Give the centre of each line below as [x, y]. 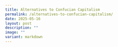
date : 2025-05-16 [23, 19]
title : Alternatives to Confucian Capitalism [52, 10]
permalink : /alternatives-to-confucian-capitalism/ [59, 14]
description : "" [22, 28]
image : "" [15, 32]
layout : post [18, 23]
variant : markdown [24, 37]
